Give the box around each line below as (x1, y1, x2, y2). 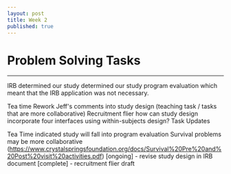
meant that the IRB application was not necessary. (7, 89, 149, 97)
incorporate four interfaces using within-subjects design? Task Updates (7, 117, 210, 125)
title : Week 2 (7, 17, 48, 23)
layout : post (7, 10, 45, 17)
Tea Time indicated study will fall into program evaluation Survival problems (7, 130, 222, 138)
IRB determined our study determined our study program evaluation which (7, 82, 218, 90)
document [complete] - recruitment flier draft (7, 160, 135, 168)
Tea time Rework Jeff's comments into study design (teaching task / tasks (7, 102, 217, 111)
